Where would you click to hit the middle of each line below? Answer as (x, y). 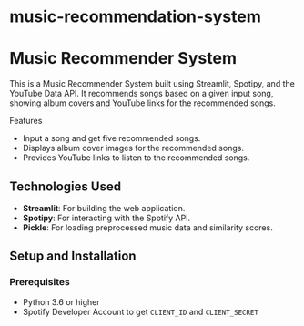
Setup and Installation (73, 256)
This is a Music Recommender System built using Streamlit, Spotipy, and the (152, 84)
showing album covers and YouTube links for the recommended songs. (142, 103)
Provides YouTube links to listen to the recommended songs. (136, 158)
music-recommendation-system (135, 17)
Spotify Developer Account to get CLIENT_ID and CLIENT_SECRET (141, 311)
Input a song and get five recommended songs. (111, 138)
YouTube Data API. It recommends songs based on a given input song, (142, 94)
